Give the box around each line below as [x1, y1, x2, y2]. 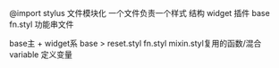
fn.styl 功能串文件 [9, 19, 74, 30]
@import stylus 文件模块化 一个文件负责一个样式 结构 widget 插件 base [9, 8, 270, 18]
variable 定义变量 [9, 49, 73, 60]
